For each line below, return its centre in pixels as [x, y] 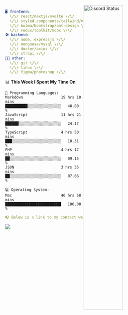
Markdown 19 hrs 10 [43, 97]
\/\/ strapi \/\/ [28, 53]
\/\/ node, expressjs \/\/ [38, 39]
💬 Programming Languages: [32, 93]
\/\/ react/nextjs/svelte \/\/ [42, 16]
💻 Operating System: [27, 190]
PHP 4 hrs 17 [42, 150]
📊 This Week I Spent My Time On [40, 82]
